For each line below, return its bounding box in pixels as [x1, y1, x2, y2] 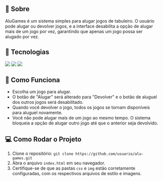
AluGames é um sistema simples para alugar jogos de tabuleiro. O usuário [5, 18, 155, 24]
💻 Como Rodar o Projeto [5, 135, 82, 143]
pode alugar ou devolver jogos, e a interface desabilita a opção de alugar [5, 23, 153, 29]
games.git [12, 156, 33, 161]
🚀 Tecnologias [5, 48, 50, 57]
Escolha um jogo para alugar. [12, 89, 71, 95]
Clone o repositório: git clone [12, 151, 74, 156]
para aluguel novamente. [12, 110, 63, 116]
